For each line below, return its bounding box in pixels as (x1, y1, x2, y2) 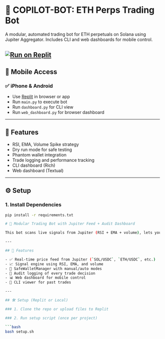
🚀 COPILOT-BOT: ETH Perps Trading (5, 4, 155, 16)
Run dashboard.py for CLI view (12, 104, 74, 110)
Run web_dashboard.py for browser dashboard (12, 110, 105, 115)
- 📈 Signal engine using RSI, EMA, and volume (5, 262, 104, 266)
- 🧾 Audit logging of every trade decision (5, 271, 96, 276)
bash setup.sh (5, 329, 34, 334)
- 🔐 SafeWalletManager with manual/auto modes (5, 266, 102, 271)
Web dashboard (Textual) (12, 167, 64, 173)
